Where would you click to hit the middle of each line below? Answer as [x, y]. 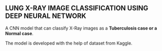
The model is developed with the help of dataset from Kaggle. [69, 43]
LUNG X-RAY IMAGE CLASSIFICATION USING [77, 8]
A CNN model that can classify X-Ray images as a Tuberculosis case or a [81, 28]
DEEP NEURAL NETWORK [46, 16]
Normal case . [19, 33]
